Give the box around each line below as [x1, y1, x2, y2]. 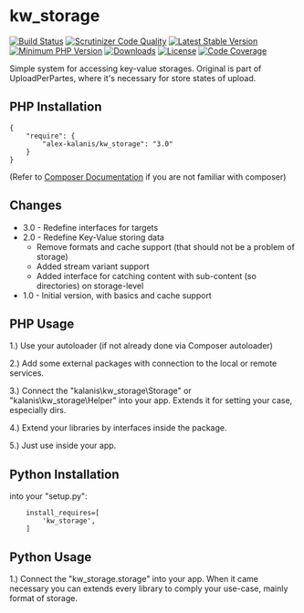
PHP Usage [9, 316, 75, 331]
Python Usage [9, 549, 92, 565]
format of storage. [9, 593, 78, 603]
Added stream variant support [36, 261, 150, 272]
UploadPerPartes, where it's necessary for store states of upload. [9, 72, 257, 83]
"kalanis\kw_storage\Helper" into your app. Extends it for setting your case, [9, 395, 293, 406]
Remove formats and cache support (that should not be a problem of [36, 241, 295, 252]
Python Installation [9, 466, 120, 482]
